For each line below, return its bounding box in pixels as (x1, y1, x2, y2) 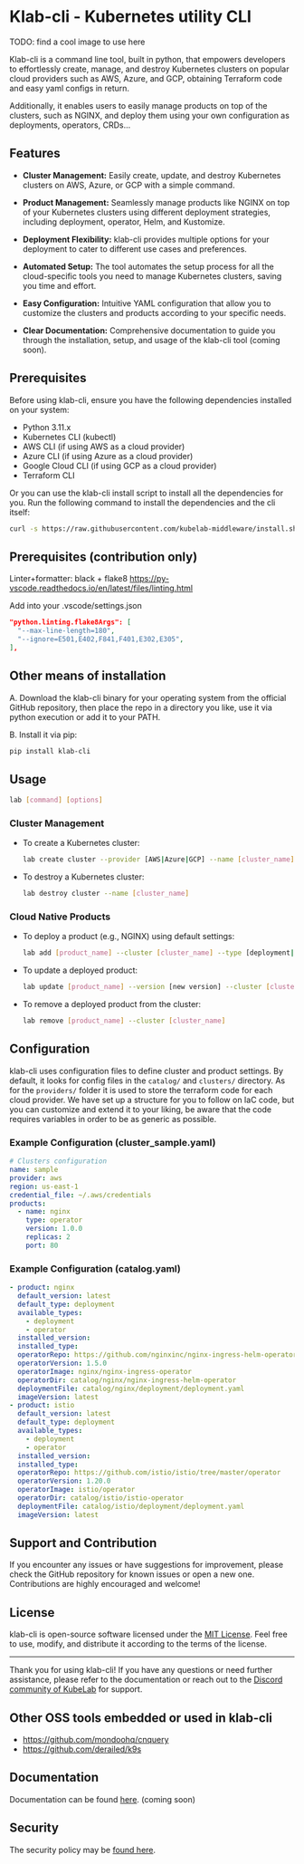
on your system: (9, 404, 70, 415)
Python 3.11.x (22, 421, 71, 432)
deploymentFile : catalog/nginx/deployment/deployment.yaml (17, 1384, 245, 1393)
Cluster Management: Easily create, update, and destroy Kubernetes (22, 169, 281, 180)
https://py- (129, 573, 170, 584)
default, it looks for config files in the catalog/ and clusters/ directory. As (9, 1075, 286, 1086)
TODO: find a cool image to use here (9, 36, 146, 47)
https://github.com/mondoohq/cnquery (22, 1734, 169, 1745)
